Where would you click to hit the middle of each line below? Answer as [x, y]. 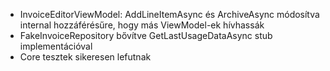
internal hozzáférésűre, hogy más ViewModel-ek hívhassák [142, 25]
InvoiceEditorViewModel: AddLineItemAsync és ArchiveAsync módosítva [169, 14]
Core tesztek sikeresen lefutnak [85, 57]
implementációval [56, 46]
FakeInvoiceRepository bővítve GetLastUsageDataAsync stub [146, 35]
